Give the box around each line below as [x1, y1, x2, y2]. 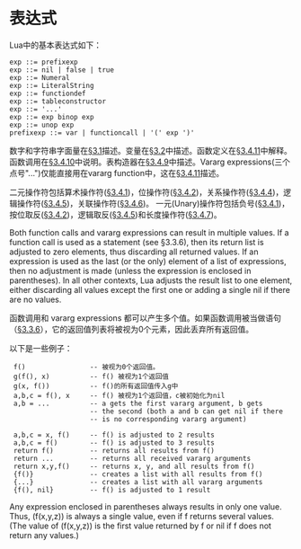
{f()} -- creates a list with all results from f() [13, 469, 263, 479]
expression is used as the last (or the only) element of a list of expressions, [9, 255, 287, 266]
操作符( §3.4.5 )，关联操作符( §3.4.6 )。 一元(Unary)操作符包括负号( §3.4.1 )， [16, 198, 290, 208]
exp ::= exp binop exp [9, 112, 94, 121]
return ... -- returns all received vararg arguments [13, 454, 252, 463]
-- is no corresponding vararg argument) [89, 414, 247, 423]
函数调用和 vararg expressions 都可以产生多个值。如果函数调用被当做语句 [9, 312, 281, 323]
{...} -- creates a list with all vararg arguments [13, 477, 263, 486]
